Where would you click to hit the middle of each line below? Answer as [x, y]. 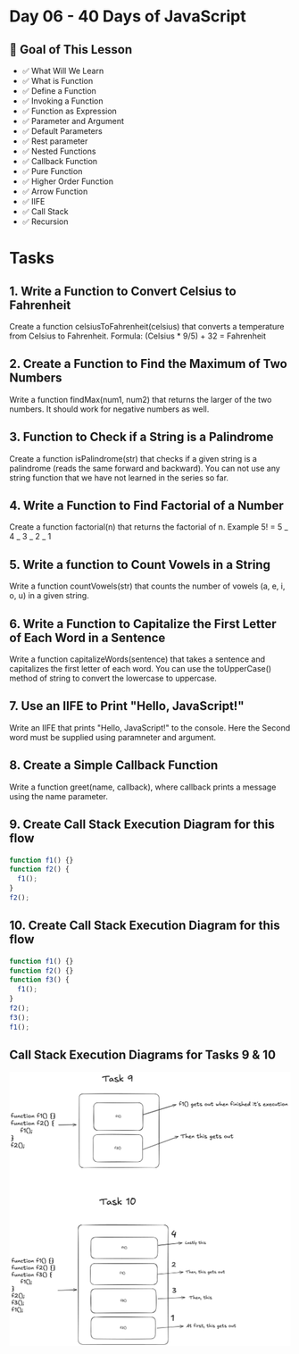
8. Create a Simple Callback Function [114, 765]
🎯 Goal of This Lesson [71, 50]
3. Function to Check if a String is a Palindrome [141, 437]
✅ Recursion [45, 221]
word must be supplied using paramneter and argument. [113, 737]
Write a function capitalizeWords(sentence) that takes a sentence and [137, 659]
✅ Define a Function [59, 91]
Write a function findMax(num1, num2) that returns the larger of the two [141, 399]
